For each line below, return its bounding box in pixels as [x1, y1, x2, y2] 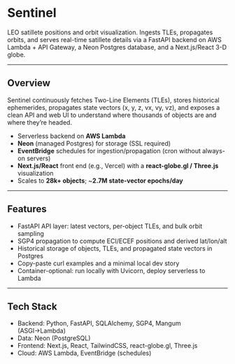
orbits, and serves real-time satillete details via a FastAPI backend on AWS [7, 35, 222, 43]
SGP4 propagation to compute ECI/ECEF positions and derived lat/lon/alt [17, 237, 227, 245]
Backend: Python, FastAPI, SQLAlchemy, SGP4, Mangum [17, 319, 181, 328]
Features [7, 203, 47, 215]
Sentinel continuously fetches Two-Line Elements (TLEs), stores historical [7, 96, 220, 104]
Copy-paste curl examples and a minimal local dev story [17, 259, 180, 267]
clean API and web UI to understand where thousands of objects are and [7, 111, 217, 119]
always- [201, 146, 225, 155]
